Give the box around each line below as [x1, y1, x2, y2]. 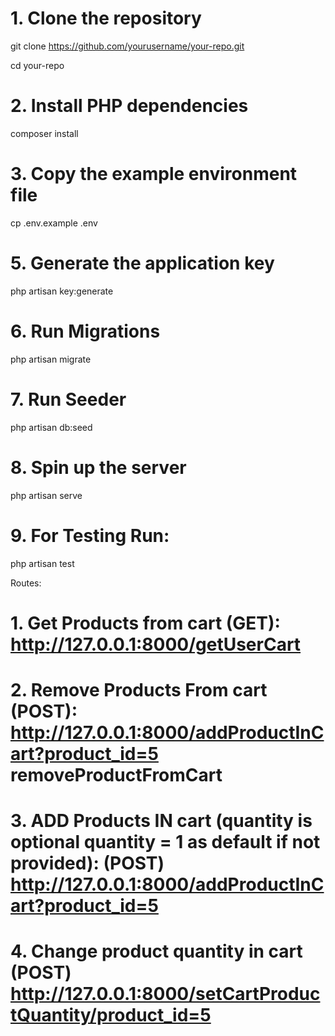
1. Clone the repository [10, 7, 202, 30]
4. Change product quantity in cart [10, 940, 303, 963]
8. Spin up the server [10, 456, 187, 479]
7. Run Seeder [10, 388, 127, 411]
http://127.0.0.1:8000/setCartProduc [10, 983, 321, 1006]
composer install [10, 127, 79, 139]
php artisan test [10, 557, 75, 569]
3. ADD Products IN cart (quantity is [10, 810, 313, 832]
